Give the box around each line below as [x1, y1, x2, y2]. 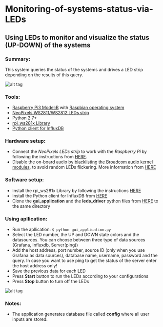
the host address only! [12, 263, 58, 269]
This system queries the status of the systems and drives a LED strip [5, 66, 143, 72]
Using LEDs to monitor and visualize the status [5, 33, 150, 42]
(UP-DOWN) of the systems [5, 41, 91, 49]
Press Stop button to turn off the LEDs [12, 279, 89, 284]
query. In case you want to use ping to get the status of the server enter [12, 258, 157, 263]
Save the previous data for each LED [12, 268, 86, 274]
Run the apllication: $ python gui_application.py [12, 226, 111, 233]
